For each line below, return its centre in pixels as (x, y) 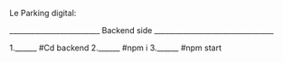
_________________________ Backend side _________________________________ (141, 30)
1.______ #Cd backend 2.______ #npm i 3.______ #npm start (116, 48)
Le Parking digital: (43, 13)
